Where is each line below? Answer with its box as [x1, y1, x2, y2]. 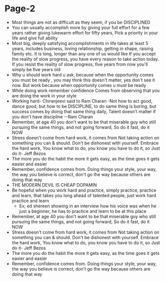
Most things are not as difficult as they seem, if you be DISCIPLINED [11, 19, 151, 25]
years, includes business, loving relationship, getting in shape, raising [11, 45, 154, 51]
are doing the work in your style [11, 92, 77, 99]
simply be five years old [11, 66, 61, 72]
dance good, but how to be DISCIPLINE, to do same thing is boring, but [11, 103, 157, 109]
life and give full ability [11, 35, 58, 41]
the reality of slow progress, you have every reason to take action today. [11, 56, 159, 62]
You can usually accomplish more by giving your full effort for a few [11, 24, 150, 30]
